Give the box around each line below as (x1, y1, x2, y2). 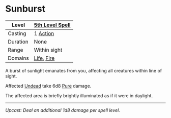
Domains (8, 54, 29, 61)
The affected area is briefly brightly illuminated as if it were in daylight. (5, 92, 153, 99)
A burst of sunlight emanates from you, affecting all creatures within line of (5, 67, 162, 73)
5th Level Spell (34, 21, 71, 28)
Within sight (34, 46, 63, 53)
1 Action (34, 30, 54, 37)
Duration (8, 38, 29, 45)
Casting (8, 30, 26, 37)
